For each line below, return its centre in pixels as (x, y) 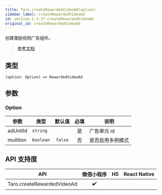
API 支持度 (21, 159)
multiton (17, 140)
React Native (139, 174)
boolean (41, 140)
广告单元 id (102, 131)
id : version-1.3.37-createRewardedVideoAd (49, 19)
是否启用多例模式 (109, 140)
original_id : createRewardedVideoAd (43, 23)
